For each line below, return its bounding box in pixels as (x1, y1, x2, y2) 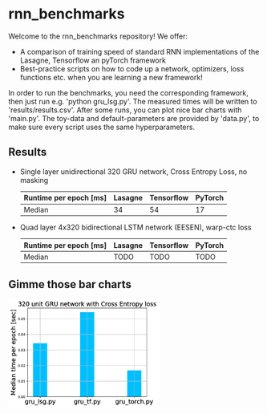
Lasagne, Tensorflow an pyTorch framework (19, 55, 167, 65)
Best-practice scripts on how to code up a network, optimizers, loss (19, 63, 245, 73)
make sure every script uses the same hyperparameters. (8, 122, 195, 132)
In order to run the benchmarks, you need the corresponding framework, (8, 87, 249, 97)
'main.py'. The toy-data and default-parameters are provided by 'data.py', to (8, 113, 260, 123)
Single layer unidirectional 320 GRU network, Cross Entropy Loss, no (19, 166, 248, 177)
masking (19, 175, 49, 185)
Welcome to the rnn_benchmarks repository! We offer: (8, 31, 188, 41)
